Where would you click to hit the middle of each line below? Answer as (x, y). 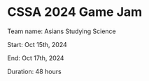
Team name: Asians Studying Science (62, 31)
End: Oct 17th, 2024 (36, 58)
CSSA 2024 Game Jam (75, 12)
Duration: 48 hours (34, 71)
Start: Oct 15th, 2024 (37, 44)
